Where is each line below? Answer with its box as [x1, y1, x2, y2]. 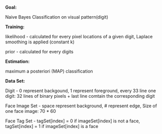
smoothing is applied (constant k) [5, 39, 74, 45]
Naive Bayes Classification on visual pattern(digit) [5, 14, 108, 20]
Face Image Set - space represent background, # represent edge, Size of [5, 103, 157, 109]
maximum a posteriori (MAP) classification [5, 68, 93, 74]
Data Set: [5, 78, 25, 84]
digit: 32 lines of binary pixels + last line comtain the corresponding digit [5, 93, 155, 99]
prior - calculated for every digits [5, 49, 74, 54]
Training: [5, 24, 25, 30]
